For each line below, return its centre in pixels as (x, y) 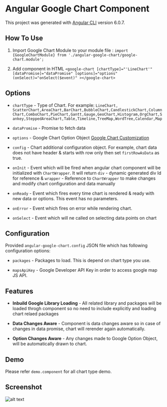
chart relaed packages (35, 314)
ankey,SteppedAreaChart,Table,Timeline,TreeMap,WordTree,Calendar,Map (87, 119)
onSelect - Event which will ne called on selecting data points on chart (84, 218)
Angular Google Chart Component (77, 9)
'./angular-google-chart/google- (103, 55)
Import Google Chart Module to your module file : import (70, 50)
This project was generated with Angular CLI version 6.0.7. (65, 22)
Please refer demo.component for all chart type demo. (59, 372)
